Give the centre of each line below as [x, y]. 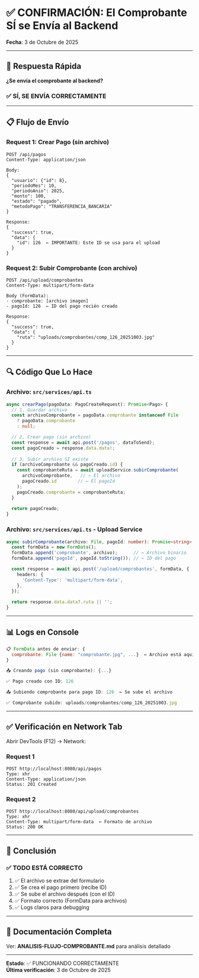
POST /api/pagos [26, 154]
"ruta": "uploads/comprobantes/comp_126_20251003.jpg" [86, 337]
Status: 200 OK [25, 827]
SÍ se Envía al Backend [62, 26]
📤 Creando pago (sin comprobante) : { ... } [59, 671]
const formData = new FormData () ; [54, 547]
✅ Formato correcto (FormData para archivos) [71, 901]
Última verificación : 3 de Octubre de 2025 [59, 970]
